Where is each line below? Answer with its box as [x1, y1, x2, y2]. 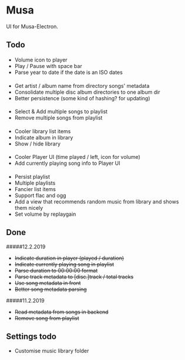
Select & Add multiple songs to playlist [14, 108, 107, 115]
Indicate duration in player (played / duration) [14, 254, 125, 261]
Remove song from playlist [14, 314, 79, 321]
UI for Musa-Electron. [6, 23, 59, 30]
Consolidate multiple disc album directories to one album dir [14, 89, 160, 96]
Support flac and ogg [14, 192, 66, 199]
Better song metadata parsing [14, 286, 87, 293]
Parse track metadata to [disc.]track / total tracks [14, 273, 134, 280]
